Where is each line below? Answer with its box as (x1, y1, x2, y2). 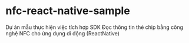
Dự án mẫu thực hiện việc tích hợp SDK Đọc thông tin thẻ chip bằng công (5, 24, 184, 31)
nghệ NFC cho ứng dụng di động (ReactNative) (5, 29, 120, 37)
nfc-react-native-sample (5, 4, 130, 18)
